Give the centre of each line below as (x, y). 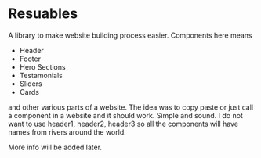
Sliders (31, 84)
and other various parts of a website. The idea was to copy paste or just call (131, 107)
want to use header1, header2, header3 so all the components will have (123, 124)
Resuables (43, 14)
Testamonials (41, 75)
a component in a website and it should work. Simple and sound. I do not (125, 115)
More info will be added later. (55, 147)
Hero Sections (42, 66)
